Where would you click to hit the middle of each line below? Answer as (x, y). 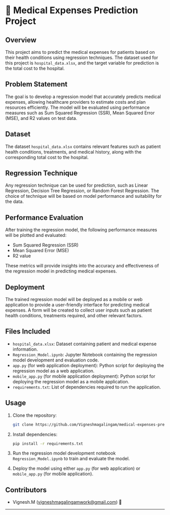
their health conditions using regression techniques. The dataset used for (82, 57)
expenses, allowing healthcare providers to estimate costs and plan (75, 102)
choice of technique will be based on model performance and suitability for (83, 196)
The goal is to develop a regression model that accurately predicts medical (83, 97)
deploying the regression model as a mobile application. (71, 381)
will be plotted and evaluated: (36, 235)
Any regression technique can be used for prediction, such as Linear (77, 186)
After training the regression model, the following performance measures (81, 230)
